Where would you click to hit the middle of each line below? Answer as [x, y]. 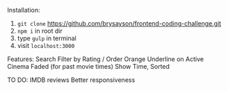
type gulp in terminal [47, 38]
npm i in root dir [40, 31]
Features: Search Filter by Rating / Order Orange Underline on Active [105, 59]
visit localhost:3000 [46, 45]
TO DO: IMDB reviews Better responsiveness [71, 80]
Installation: [24, 10]
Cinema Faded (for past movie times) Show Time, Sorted [89, 66]
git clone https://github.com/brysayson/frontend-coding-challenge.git [119, 23]
